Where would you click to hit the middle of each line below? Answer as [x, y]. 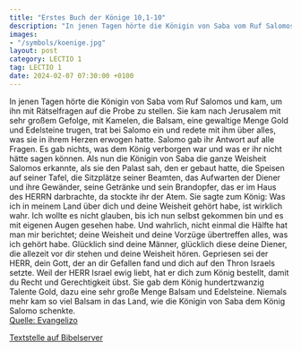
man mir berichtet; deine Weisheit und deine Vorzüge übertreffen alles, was [149, 235]
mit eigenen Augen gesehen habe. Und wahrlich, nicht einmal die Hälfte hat [149, 225]
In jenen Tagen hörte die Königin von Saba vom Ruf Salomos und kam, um [146, 101]
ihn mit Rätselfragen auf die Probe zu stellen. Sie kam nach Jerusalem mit [145, 111]
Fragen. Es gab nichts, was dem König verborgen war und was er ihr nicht [146, 149]
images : [24, 34]
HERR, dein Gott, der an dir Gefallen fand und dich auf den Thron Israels [142, 263]
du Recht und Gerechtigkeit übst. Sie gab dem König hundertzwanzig [137, 282]
